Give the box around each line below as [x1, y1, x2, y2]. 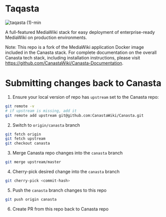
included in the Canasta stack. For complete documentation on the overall [5, 49, 157, 55]
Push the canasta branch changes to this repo [12, 187, 107, 193]
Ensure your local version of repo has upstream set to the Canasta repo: [12, 94, 159, 100]
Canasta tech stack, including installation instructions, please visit [5, 54, 141, 60]
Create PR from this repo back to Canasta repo [12, 206, 109, 212]
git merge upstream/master [5, 160, 61, 165]
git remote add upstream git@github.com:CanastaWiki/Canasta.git [5, 113, 144, 118]
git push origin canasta [5, 197, 57, 202]
